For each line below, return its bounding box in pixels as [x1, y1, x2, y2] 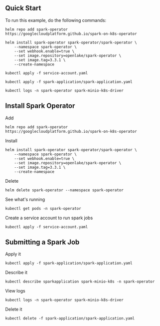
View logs [5, 288, 26, 294]
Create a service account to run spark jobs [5, 215, 93, 221]
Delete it [5, 307, 22, 313]
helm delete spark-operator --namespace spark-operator [5, 187, 124, 193]
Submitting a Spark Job [5, 238, 80, 247]
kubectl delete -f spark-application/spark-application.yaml [5, 316, 135, 321]
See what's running [5, 196, 45, 202]
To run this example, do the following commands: [5, 17, 106, 23]
